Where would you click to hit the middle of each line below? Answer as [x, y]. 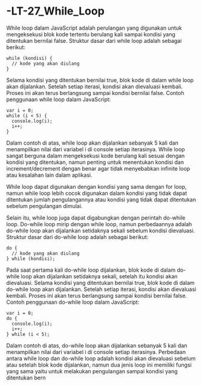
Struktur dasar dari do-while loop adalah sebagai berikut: [77, 237]
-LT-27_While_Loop [55, 11]
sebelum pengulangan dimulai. [44, 206]
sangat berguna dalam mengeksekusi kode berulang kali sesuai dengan [96, 155]
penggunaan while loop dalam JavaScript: [59, 99]
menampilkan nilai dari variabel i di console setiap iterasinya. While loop [96, 149]
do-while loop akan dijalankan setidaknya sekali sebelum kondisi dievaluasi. [101, 231]
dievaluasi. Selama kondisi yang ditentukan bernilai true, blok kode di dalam [100, 283]
